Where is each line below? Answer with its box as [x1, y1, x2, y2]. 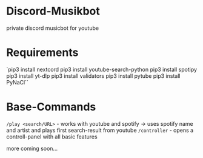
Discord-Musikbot [6, 4, 100, 18]
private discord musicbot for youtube [6, 24, 99, 32]
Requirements [6, 46, 79, 60]
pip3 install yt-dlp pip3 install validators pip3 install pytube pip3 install [6, 72, 181, 80]
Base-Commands [6, 100, 96, 114]
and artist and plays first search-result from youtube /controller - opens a [6, 126, 194, 134]
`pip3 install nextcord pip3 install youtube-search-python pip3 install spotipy [6, 66, 198, 73]
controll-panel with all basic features [6, 132, 98, 140]
